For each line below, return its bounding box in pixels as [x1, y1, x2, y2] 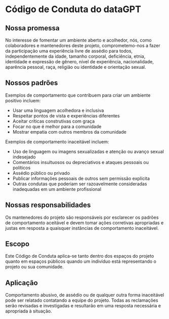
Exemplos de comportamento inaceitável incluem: [5, 138, 109, 145]
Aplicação [5, 278, 38, 287]
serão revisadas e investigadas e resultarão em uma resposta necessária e [5, 303, 161, 309]
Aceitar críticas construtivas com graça [12, 118, 95, 124]
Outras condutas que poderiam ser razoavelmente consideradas [12, 181, 147, 187]
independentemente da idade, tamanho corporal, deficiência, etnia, [5, 53, 146, 59]
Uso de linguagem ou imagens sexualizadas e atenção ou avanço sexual [12, 148, 164, 154]
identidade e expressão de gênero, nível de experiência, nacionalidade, [5, 59, 154, 64]
